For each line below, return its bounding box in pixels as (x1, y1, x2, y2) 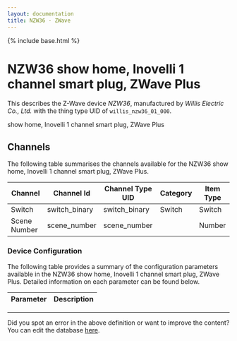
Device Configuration (7, 246, 83, 256)
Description (53, 294, 94, 304)
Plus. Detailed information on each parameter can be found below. (7, 277, 200, 286)
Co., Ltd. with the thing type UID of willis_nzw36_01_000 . (7, 107, 172, 115)
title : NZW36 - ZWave (7, 17, 71, 24)
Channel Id (53, 189, 90, 198)
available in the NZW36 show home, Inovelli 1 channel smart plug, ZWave (7, 270, 220, 278)
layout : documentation (7, 10, 74, 18)
